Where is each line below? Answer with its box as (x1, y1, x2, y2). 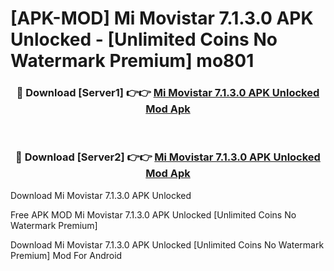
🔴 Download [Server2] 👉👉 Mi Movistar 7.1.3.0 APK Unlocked (15, 150, 321, 164)
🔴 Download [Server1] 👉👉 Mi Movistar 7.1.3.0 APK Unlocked (16, 86, 320, 100)
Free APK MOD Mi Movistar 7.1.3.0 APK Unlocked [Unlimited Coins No (10, 208, 297, 221)
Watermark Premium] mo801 (10, 50, 255, 72)
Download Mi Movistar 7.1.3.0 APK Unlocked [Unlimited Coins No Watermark (10, 238, 325, 251)
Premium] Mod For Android (10, 249, 123, 261)
